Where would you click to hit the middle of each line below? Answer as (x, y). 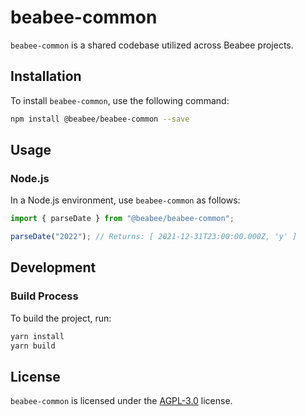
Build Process (44, 296)
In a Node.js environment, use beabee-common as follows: (125, 200)
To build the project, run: (61, 318)
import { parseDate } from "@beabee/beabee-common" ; (122, 219)
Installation (46, 76)
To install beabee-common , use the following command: (120, 100)
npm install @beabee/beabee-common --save (100, 119)
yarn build (33, 346)
